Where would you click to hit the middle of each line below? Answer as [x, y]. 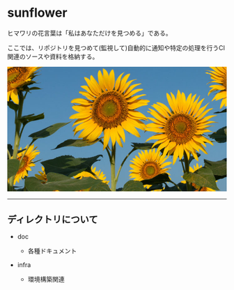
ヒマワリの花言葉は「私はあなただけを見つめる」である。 [89, 33]
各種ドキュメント [52, 251]
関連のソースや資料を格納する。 [53, 56]
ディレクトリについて [53, 219]
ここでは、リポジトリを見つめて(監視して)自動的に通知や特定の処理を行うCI [116, 47]
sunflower [37, 13]
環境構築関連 [46, 279]
